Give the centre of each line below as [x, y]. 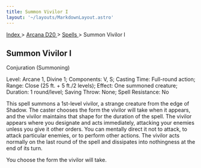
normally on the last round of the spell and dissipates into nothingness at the [101, 142]
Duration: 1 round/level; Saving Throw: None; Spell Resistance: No [88, 92]
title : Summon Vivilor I [37, 12]
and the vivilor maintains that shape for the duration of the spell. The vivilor [99, 116]
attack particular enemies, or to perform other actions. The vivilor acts [93, 136]
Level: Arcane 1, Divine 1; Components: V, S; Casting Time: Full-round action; [101, 79]
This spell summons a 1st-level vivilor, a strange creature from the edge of [98, 104]
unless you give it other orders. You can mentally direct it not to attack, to [97, 129]
